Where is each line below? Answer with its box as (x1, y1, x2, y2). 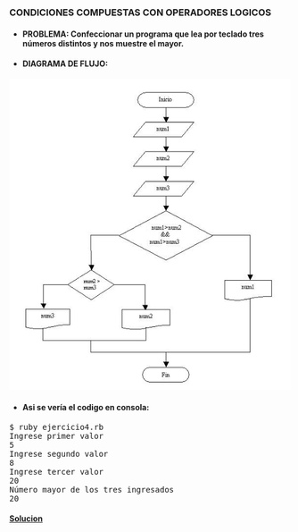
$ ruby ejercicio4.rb (9, 422, 104, 432)
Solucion (9, 513, 43, 524)
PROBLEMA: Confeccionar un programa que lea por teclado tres (21, 29, 265, 39)
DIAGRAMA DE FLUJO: (21, 58, 109, 69)
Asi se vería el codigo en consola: (21, 401, 150, 412)
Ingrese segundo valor (9, 449, 109, 459)
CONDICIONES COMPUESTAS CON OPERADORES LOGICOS (9, 6, 272, 19)
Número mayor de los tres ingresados (9, 485, 175, 494)
